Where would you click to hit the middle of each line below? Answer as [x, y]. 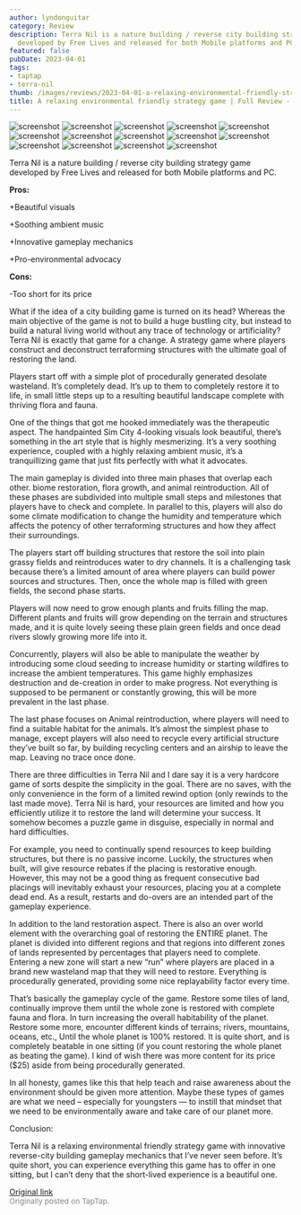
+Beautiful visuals [43, 207]
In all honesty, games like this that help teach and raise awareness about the [150, 1083]
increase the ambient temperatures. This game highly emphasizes [131, 673]
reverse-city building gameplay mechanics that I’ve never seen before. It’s [146, 1156]
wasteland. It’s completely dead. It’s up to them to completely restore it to [144, 386]
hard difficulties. [39, 832]
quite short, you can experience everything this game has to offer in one [142, 1165]
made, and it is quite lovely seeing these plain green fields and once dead [145, 627]
